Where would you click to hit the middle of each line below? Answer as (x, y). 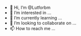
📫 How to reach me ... (32, 28)
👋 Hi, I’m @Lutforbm (30, 8)
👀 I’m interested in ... (30, 13)
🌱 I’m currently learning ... (36, 18)
